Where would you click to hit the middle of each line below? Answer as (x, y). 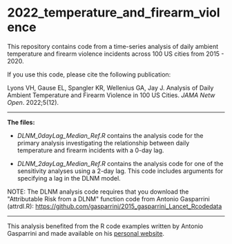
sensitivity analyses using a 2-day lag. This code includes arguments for (120, 171)
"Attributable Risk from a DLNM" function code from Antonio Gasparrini (109, 199)
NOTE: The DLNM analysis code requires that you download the (98, 192)
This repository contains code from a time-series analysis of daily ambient (113, 46)
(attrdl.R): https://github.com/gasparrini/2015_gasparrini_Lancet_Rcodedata (115, 206)
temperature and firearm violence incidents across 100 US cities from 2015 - (116, 54)
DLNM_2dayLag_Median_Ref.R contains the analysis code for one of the (120, 163)
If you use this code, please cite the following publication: (89, 74)
